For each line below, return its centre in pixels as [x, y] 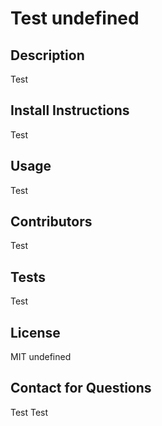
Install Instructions [70, 110]
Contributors [51, 222]
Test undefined [75, 18]
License [35, 332]
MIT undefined [41, 357]
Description [47, 55]
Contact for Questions [81, 388]
